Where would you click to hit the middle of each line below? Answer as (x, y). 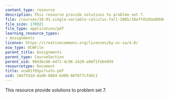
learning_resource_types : (32, 33)
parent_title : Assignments (33, 52)
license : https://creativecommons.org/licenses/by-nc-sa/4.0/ (72, 43)
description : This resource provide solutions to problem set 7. (75, 15)
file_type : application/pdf (35, 29)
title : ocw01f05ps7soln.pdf (35, 71)
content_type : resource (30, 10)
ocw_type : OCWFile (24, 47)
